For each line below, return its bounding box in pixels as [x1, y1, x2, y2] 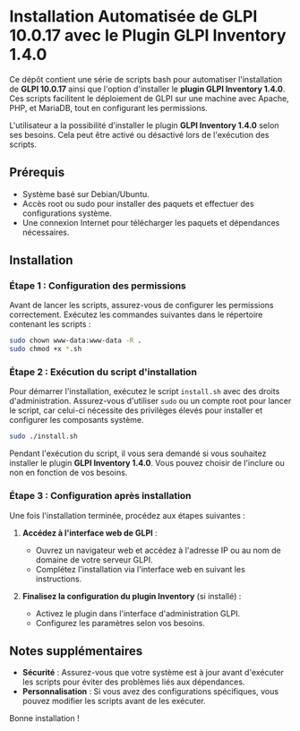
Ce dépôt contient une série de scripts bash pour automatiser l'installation [9, 73, 283, 84]
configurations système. [21, 208, 112, 219]
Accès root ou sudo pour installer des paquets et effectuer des [21, 198, 254, 209]
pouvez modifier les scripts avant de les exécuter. [21, 696, 206, 707]
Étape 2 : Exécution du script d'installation [9, 365, 197, 378]
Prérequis [9, 165, 65, 180]
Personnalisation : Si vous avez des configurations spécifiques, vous [21, 686, 279, 697]
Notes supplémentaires [9, 643, 143, 659]
